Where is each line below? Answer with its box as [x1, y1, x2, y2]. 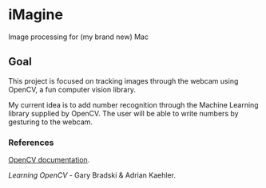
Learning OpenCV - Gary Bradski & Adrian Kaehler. [8, 170, 176, 180]
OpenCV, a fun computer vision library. [8, 84, 136, 94]
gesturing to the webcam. [8, 117, 93, 127]
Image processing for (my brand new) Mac [8, 32, 149, 41]
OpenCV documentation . [8, 155, 90, 165]
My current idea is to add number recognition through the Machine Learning [8, 100, 259, 109]
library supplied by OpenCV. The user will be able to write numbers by [8, 108, 239, 118]
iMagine [8, 6, 64, 24]
